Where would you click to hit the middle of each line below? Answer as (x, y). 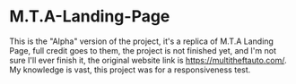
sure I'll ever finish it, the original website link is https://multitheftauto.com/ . (148, 60)
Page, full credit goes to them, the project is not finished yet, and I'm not (143, 50)
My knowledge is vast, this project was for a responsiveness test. (130, 70)
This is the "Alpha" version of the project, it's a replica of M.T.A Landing (141, 41)
